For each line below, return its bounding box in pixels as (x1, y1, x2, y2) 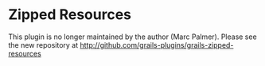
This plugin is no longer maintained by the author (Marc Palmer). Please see (8, 32, 257, 41)
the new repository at (8, 40, 79, 49)
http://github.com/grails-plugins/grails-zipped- (80, 40, 234, 49)
